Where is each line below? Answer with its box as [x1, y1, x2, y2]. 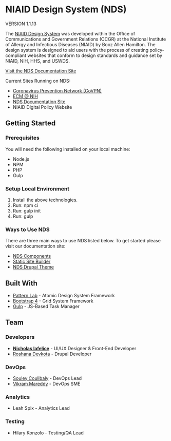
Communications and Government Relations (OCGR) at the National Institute [5, 36, 166, 42]
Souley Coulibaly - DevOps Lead [12, 375, 82, 381]
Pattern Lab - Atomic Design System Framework [12, 293, 115, 299]
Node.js [12, 156, 30, 162]
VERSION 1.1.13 [5, 21, 37, 27]
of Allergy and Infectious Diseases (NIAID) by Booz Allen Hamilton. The [5, 41, 156, 47]
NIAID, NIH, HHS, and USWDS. [5, 57, 70, 64]
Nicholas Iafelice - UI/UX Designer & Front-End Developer [12, 345, 137, 351]
